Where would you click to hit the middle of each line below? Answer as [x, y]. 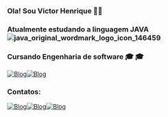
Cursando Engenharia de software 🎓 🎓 [75, 56]
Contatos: [24, 92]
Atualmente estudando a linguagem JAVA [78, 29]
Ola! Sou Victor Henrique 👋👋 [55, 11]
